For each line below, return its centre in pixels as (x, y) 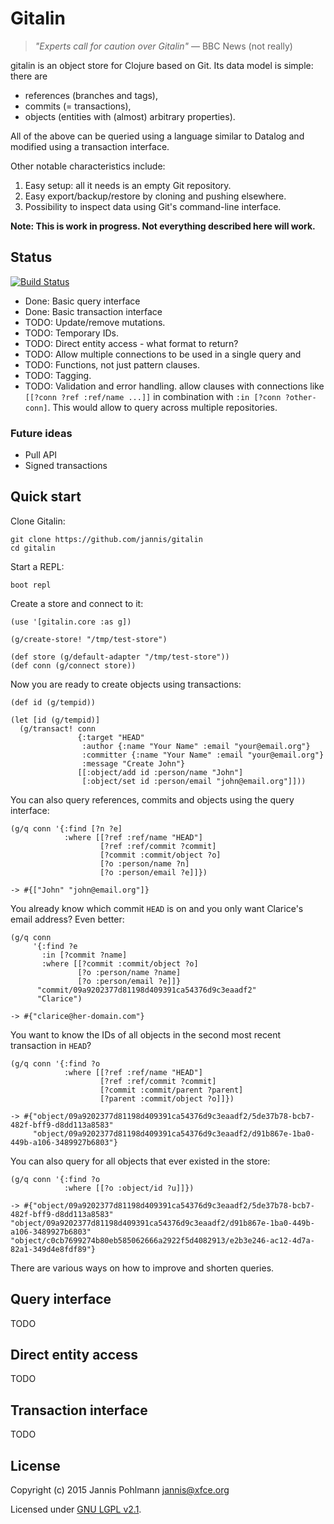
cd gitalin (33, 548)
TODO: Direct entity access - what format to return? (131, 343)
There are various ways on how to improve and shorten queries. (142, 1268)
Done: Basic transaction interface (93, 311)
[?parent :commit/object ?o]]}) (167, 1098)
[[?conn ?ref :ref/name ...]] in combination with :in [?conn (153, 396)
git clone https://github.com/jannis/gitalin (106, 539)
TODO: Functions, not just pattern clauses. (112, 364)
